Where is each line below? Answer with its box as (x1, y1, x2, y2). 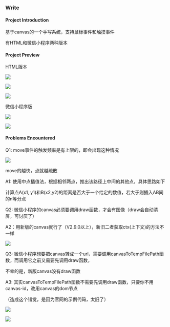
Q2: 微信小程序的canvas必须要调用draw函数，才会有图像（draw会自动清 (5, 207, 158, 213)
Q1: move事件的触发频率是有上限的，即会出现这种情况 (5, 147, 119, 153)
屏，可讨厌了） (5, 213, 37, 219)
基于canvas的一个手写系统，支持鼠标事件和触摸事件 (5, 29, 115, 35)
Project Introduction (5, 17, 49, 23)
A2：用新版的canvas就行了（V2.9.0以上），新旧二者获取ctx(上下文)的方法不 (5, 223, 164, 230)
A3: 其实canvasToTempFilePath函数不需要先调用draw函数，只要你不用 (5, 279, 154, 285)
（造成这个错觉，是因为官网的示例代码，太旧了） (5, 296, 109, 302)
